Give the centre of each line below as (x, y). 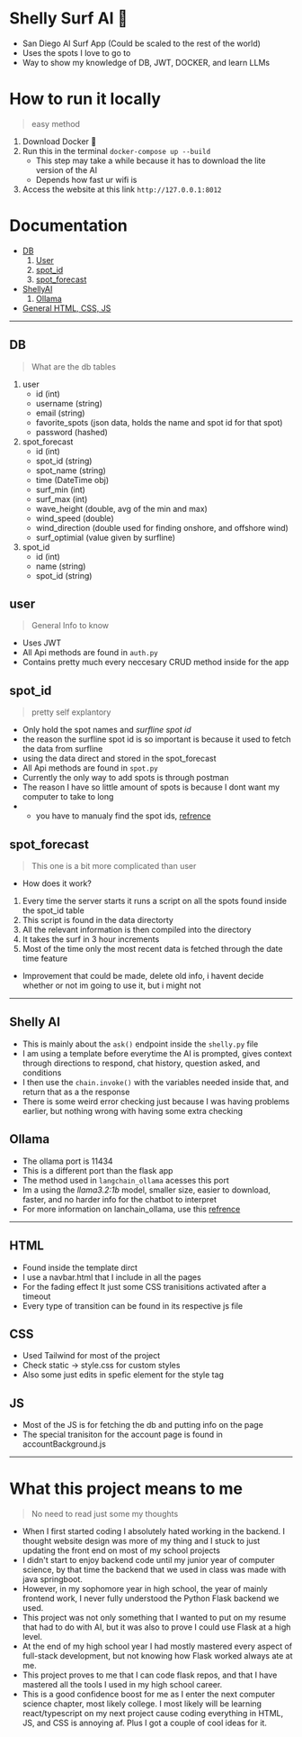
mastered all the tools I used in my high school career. (122, 1685)
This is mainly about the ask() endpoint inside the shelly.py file (140, 1044)
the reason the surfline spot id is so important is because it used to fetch (156, 739)
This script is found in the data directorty (98, 920)
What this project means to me (126, 1489)
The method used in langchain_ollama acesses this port (125, 1180)
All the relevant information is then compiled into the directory (137, 930)
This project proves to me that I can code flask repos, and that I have (150, 1675)
